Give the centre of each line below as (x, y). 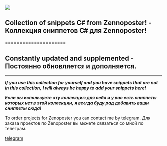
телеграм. (16, 128)
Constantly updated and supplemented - (70, 58)
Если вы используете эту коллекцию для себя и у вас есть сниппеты (81, 97)
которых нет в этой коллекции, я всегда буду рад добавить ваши (77, 103)
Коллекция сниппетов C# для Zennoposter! (76, 31)
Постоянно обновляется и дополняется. (71, 66)
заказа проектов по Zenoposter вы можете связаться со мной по (74, 123)
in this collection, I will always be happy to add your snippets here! (76, 88)
